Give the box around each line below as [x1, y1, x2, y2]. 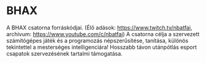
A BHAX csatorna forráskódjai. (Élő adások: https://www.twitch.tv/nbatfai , [6, 24, 193, 31]
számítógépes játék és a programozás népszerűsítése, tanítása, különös [6, 37, 189, 44]
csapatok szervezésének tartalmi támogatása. [6, 50, 123, 57]
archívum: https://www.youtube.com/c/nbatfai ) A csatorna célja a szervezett [6, 30, 200, 37]
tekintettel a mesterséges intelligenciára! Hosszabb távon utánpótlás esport [6, 43, 197, 51]
